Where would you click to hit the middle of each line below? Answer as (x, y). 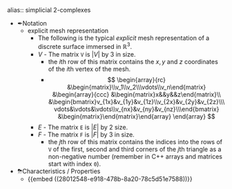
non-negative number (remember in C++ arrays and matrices (135, 156)
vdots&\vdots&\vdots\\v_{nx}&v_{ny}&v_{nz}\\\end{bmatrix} (137, 109)
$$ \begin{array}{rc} (136, 79)
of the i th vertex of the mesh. (89, 69)
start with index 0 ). (75, 163)
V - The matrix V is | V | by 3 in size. (87, 54)
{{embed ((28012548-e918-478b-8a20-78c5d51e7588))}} (110, 179)
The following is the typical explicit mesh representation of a (124, 38)
